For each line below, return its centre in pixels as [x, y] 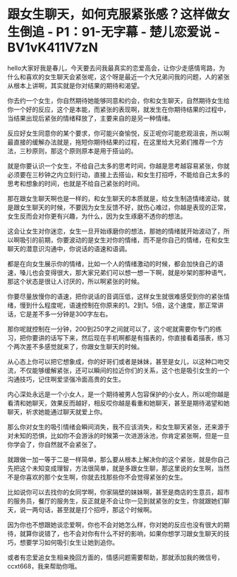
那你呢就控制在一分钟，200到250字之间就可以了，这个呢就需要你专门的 [111, 329]
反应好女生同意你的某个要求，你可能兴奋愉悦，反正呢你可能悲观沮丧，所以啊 [119, 133]
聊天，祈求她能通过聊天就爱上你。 [57, 412]
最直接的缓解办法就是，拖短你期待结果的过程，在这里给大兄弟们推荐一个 [112, 142]
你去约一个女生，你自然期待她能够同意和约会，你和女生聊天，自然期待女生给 [119, 100]
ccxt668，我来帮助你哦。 [44, 566]
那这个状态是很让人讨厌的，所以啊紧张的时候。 [75, 281]
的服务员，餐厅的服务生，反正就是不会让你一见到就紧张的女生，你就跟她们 [115, 501]
